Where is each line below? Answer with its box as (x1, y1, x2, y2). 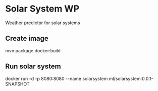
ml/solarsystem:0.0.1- (109, 75, 153, 81)
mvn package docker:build (5, 47, 61, 53)
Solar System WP (5, 3, 80, 15)
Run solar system (5, 62, 62, 71)
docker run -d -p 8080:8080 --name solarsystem (5, 75, 108, 81)
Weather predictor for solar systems (5, 20, 80, 26)
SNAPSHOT (5, 81, 30, 87)
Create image (5, 34, 49, 43)
